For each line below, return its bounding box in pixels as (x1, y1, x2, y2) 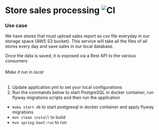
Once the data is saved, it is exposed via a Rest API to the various (5, 53, 136, 59)
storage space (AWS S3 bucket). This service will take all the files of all (5, 38, 147, 44)
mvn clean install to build (12, 114, 66, 120)
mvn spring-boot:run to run (12, 119, 67, 125)
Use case (5, 22, 28, 29)
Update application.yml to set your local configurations (12, 84, 123, 90)
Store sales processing (5, 5, 100, 16)
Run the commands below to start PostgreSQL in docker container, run (12, 89, 154, 95)
